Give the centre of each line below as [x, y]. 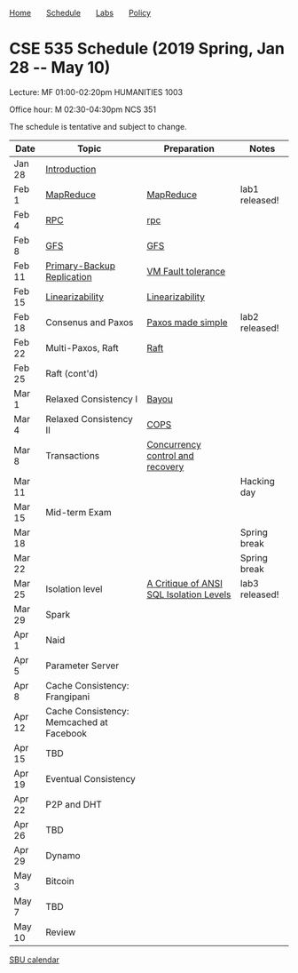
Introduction [71, 169]
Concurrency [173, 444]
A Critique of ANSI [184, 583]
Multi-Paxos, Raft [82, 347]
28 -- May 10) [60, 68]
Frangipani [68, 697]
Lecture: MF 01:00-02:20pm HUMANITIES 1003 [96, 92]
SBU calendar [35, 960]
